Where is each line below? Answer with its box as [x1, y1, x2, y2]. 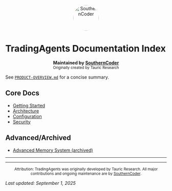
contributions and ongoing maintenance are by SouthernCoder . [30, 171, 142, 176]
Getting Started [12, 102, 45, 108]
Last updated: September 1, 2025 [5, 180, 76, 186]
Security [12, 118, 31, 125]
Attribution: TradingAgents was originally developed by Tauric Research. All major [14, 166, 158, 172]
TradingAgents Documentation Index [5, 43, 166, 55]
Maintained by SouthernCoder [53, 59, 119, 66]
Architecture [12, 108, 39, 114]
